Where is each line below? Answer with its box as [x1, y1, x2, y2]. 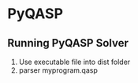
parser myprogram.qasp [18, 66, 98, 75]
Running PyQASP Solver [7, 36, 129, 50]
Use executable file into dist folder [18, 57, 131, 66]
